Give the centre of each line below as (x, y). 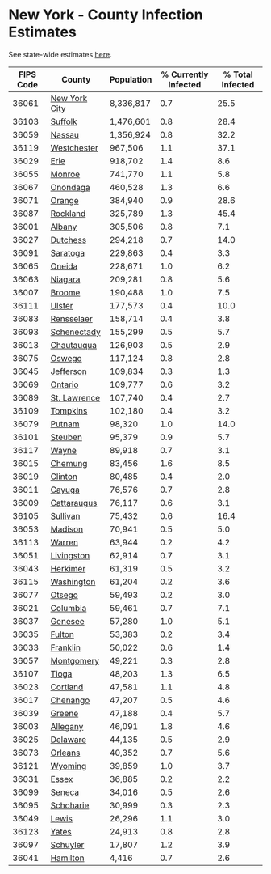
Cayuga (65, 490)
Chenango (70, 700)
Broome (65, 292)
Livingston (70, 555)
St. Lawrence (75, 397)
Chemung (69, 463)
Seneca (65, 792)
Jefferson (69, 371)
